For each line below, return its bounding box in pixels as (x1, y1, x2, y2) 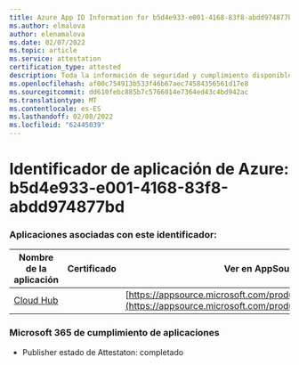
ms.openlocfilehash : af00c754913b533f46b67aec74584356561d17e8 (9, 79, 249, 88)
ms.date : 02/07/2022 (9, 37, 86, 47)
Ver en (223, 263, 253, 275)
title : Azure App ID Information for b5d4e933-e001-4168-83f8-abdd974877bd (9, 12, 296, 22)
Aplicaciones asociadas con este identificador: (9, 229, 217, 241)
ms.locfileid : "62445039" (9, 121, 105, 130)
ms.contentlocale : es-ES (9, 104, 101, 113)
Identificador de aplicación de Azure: (9, 159, 289, 179)
